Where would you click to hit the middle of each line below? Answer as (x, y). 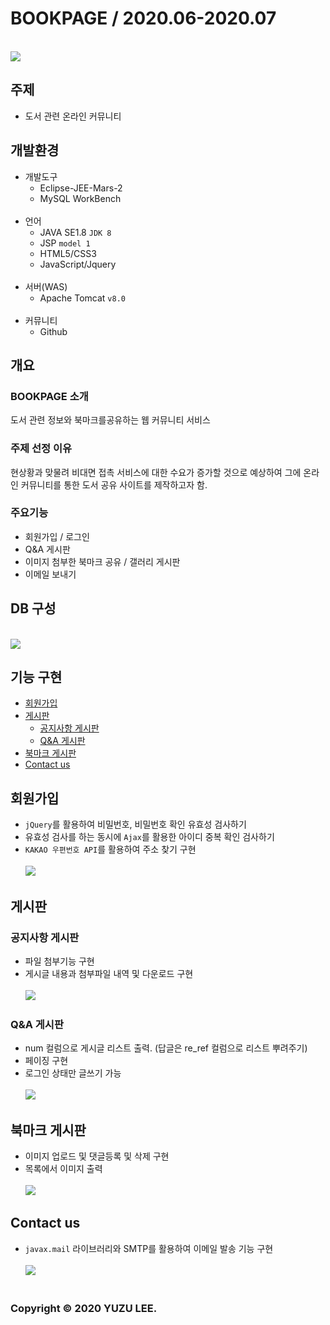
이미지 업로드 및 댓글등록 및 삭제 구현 (97, 1156)
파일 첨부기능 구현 (59, 961)
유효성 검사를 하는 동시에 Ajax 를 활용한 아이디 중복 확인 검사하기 (149, 837)
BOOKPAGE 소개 (49, 396)
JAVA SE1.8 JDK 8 (75, 232)
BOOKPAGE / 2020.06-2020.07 (143, 18)
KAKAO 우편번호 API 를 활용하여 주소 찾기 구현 (110, 849)
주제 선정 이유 (41, 449)
